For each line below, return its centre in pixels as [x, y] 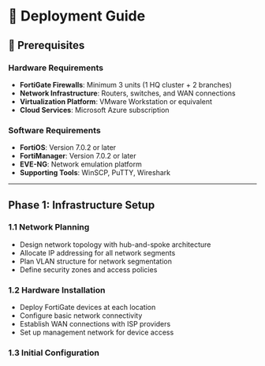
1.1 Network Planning [49, 227]
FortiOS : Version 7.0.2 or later [68, 148]
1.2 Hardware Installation [57, 289]
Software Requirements [54, 130]
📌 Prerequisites [47, 45]
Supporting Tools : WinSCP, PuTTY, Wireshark [95, 173]
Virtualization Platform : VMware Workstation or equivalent [116, 101]
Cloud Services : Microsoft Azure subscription [94, 110]
